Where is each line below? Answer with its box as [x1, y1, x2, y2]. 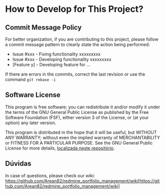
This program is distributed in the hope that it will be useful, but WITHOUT [5, 129, 157, 135]
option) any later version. [5, 120, 56, 126]
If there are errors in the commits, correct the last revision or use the [5, 71, 146, 77]
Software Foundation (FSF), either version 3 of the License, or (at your [5, 114, 149, 120]
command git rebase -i [5, 77, 56, 82]
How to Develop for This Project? [5, 3, 144, 15]
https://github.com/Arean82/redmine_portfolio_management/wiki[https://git [5, 178, 160, 184]
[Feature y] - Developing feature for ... [12, 62, 90, 67]
